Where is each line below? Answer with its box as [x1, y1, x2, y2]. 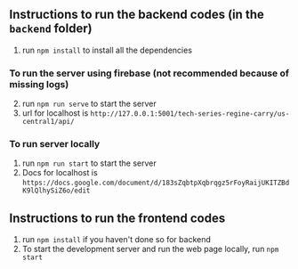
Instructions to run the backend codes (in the [9, 7, 264, 22]
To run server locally [9, 138, 101, 151]
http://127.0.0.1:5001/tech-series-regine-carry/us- [90, 110, 290, 118]
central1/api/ [21, 118, 75, 126]
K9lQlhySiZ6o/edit [21, 186, 91, 195]
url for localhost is [21, 108, 89, 118]
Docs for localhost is [21, 167, 98, 178]
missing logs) [9, 77, 69, 90]
